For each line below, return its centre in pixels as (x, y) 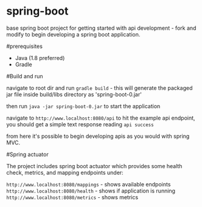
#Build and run (25, 76)
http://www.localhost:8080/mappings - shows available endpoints (89, 184)
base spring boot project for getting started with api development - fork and (101, 28)
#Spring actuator (27, 154)
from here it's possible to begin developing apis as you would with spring (98, 136)
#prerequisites (24, 46)
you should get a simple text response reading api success (80, 124)
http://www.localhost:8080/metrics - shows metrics (72, 197)
